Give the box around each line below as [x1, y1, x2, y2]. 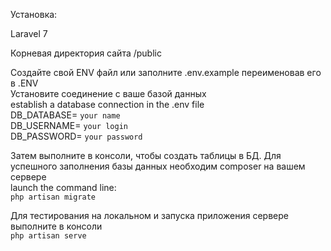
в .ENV [10, 77, 39, 89]
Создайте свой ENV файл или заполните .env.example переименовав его [10, 67, 322, 78]
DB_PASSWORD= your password [10, 130, 143, 142]
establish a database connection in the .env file [10, 99, 205, 110]
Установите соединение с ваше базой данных [10, 88, 207, 99]
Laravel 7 [10, 28, 48, 39]
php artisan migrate [10, 192, 97, 202]
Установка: [10, 9, 58, 20]
